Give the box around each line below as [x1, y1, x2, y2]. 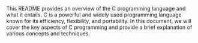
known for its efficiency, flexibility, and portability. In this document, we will [6, 18, 192, 24]
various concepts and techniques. [6, 30, 91, 37]
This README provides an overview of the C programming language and [6, 5, 186, 12]
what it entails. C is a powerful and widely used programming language [6, 11, 182, 18]
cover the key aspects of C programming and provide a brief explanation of [6, 24, 193, 31]
